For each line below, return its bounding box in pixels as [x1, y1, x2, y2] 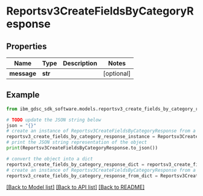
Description [62, 59, 98, 67]
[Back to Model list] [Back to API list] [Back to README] [6, 183, 145, 191]
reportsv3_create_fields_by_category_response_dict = [6, 162, 145, 168]
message [9, 70, 36, 77]
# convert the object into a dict [6, 155, 94, 162]
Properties [6, 41, 47, 51]
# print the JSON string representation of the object [6, 139, 147, 146]
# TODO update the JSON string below [6, 117, 101, 123]
